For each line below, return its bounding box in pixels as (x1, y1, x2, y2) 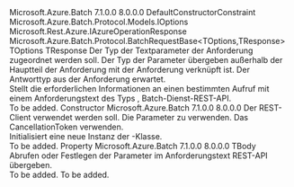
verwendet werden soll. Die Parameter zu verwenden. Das (32, 112, 249, 122)
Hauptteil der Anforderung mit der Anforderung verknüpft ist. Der (9, 65, 250, 75)
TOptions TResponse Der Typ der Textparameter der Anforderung (9, 45, 254, 56)
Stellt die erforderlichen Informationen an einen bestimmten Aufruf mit (9, 84, 270, 93)
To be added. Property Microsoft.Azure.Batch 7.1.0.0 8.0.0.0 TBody (9, 141, 256, 151)
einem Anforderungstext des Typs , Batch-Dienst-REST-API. (9, 93, 232, 103)
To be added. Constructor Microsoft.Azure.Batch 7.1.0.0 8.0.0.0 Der (9, 102, 258, 113)
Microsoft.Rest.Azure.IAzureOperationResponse (9, 26, 187, 37)
